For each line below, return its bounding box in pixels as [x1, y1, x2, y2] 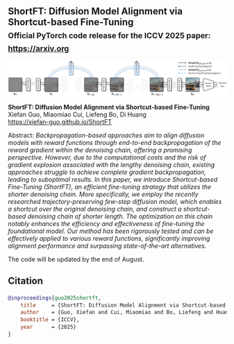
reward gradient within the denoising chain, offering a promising [8, 146, 192, 154]
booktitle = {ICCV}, [20, 316, 80, 323]
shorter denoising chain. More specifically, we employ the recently [8, 190, 199, 198]
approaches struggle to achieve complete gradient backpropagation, [8, 168, 207, 176]
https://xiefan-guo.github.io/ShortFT [8, 117, 112, 126]
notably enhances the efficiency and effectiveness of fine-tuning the [8, 219, 205, 227]
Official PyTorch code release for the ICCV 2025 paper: [8, 31, 211, 41]
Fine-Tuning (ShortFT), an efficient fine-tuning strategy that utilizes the [8, 182, 212, 191]
